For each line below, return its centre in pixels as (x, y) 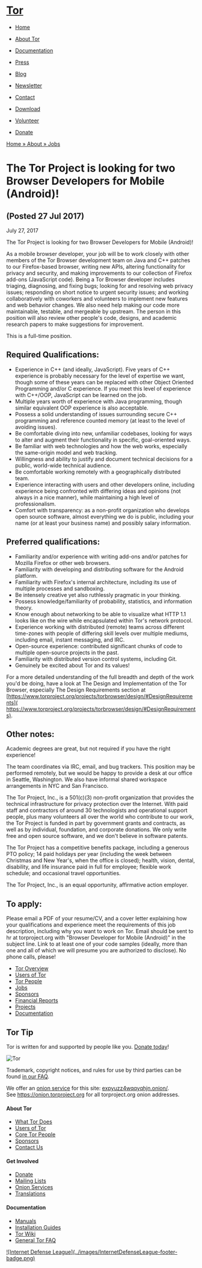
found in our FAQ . (28, 1076)
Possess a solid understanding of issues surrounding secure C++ (96, 414)
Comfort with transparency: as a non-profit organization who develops (102, 510)
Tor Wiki (25, 1234)
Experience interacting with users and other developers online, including (105, 484)
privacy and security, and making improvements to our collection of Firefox (99, 273)
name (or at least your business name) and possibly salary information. (103, 523)
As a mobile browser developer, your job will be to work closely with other (98, 254)
